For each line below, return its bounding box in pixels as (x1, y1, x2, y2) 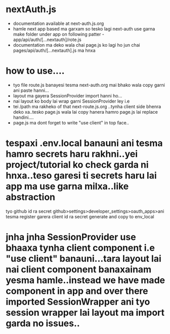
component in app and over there (6, 285, 148, 296)
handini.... (13, 114, 34, 120)
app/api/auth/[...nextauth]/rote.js (13, 37, 81, 43)
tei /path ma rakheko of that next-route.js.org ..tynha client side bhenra (13, 103, 161, 110)
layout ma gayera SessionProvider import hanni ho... (13, 92, 122, 98)
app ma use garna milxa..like (6, 181, 129, 192)
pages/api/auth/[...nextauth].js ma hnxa (13, 47, 96, 53)
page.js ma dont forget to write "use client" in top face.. (13, 119, 130, 125)
